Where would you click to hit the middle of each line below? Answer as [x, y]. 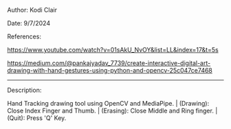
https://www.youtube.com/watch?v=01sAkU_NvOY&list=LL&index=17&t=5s [113, 50]
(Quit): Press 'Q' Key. [37, 118]
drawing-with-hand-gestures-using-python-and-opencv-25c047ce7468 [110, 70]
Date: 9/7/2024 [29, 23]
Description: [24, 90]
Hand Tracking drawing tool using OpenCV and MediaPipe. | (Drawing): [108, 103]
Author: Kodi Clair [32, 10]
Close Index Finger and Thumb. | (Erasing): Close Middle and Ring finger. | [112, 110]
